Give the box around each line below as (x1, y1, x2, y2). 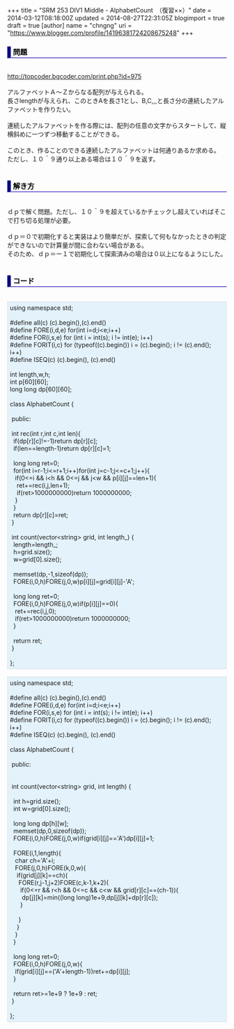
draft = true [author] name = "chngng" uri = (7, 22, 132, 29)
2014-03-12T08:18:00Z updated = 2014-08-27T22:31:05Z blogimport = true (7, 14, 225, 22)
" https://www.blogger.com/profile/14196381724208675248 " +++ (7, 29, 194, 37)
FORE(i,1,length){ (13, 849, 61, 857)
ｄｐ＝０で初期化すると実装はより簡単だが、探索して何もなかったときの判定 (7, 232, 227, 240)
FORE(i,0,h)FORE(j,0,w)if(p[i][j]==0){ (13, 599, 118, 608)
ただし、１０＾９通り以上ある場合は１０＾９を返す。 (7, 155, 159, 164)
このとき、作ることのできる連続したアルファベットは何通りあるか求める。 (7, 146, 221, 155)
